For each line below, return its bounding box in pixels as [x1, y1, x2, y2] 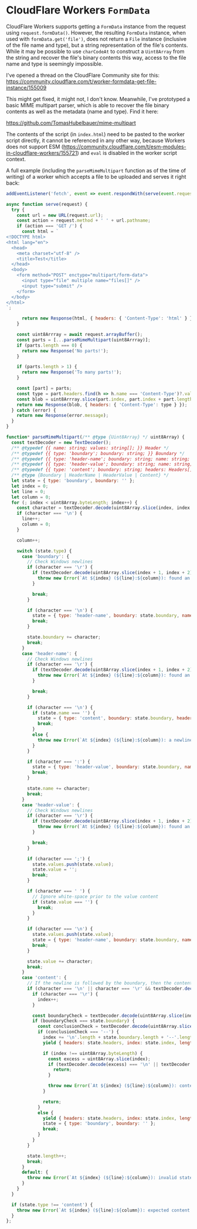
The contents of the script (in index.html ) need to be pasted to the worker [6, 130, 185, 138]
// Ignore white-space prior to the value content [32, 894, 159, 899]
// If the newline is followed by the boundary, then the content [27, 980, 193, 986]
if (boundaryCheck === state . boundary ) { [32, 1018, 135, 1024]
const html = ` [21, 229, 59, 235]
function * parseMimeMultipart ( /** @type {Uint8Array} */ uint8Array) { [6, 434, 185, 440]
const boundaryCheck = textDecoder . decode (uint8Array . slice [32, 1013, 182, 1018]
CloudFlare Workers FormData [6, 4, 151, 17]
